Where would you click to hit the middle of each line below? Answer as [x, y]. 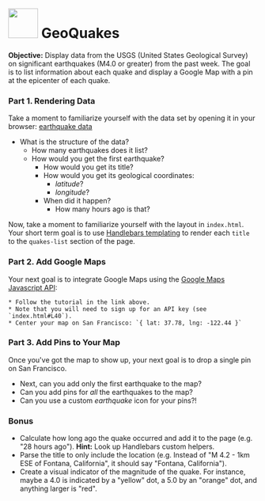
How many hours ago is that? [102, 209]
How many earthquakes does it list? [89, 150]
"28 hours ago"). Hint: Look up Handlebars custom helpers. [117, 446]
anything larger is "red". [58, 489]
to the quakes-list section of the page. [72, 241]
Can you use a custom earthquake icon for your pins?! [108, 400]
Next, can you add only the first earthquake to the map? [110, 383]
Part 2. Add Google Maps [57, 262]
